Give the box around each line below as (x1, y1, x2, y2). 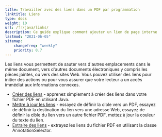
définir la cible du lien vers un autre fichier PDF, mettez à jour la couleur (12, 112, 155, 118)
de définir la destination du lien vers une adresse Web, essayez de (12, 106, 145, 112)
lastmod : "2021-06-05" (5, 34, 51, 39)
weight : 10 (5, 20, 27, 26)
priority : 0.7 (14, 48, 42, 52)
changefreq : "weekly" (14, 43, 57, 48)
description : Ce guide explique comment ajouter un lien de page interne (5, 30, 158, 34)
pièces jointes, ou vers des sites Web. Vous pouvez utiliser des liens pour (5, 71, 152, 77)
